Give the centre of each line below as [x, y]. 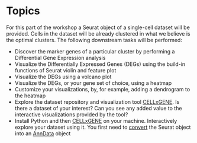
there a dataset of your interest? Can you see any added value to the [98, 108]
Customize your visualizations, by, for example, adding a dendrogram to [102, 89]
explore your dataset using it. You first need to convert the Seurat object [103, 127]
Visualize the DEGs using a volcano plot [63, 77]
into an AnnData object [43, 133]
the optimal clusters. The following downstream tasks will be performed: [94, 40]
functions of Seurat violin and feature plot [65, 70]
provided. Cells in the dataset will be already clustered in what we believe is [98, 33]
